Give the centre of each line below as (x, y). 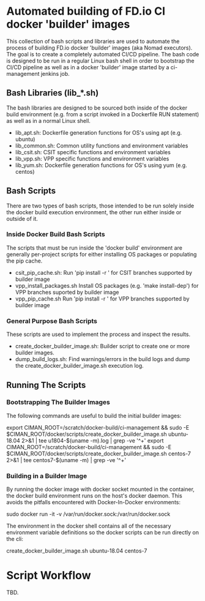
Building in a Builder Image (47, 476)
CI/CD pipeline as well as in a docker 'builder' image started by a (88, 67)
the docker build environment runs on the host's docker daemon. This (94, 496)
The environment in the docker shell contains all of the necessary (89, 526)
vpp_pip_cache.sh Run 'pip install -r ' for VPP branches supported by (102, 299)
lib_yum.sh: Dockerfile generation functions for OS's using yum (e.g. (101, 165)
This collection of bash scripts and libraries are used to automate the (93, 41)
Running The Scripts (46, 385)
